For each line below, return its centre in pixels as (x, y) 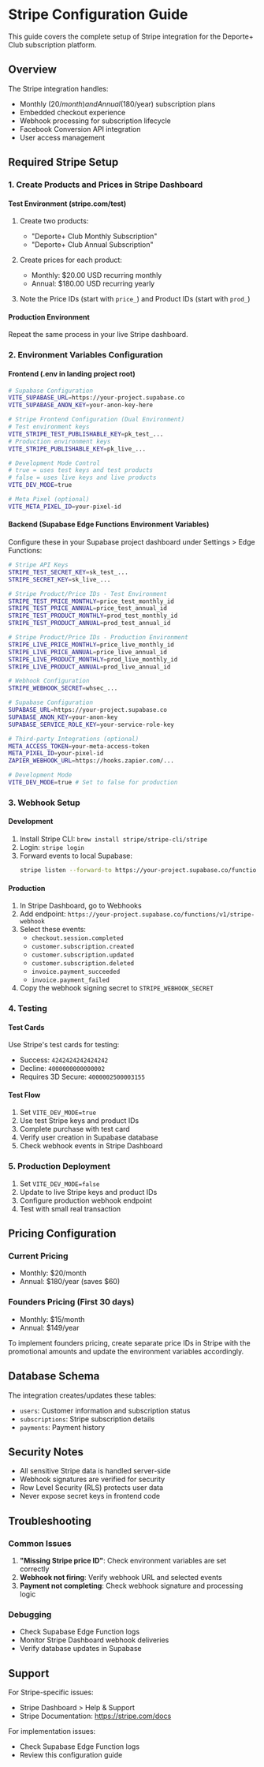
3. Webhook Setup (44, 803)
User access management (62, 137)
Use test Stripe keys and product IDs (79, 1121)
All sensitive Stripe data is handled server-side (95, 1471)
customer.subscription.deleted (83, 964)
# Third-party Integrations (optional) (74, 739)
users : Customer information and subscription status (105, 1410)
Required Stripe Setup (63, 162)
